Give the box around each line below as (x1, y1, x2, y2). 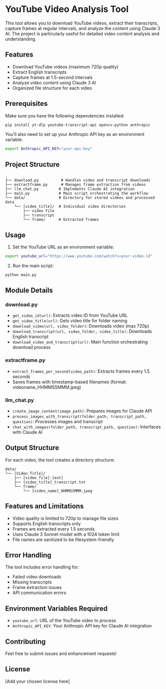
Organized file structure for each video (12, 85, 92, 91)
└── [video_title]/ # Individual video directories (14, 204, 126, 209)
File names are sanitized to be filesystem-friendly (12, 536, 114, 543)
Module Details (5, 286, 53, 295)
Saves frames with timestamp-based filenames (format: (12, 379, 127, 385)
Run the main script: (12, 262, 54, 268)
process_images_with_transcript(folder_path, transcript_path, (12, 414, 147, 419)
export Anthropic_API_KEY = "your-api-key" (5, 146, 93, 151)
